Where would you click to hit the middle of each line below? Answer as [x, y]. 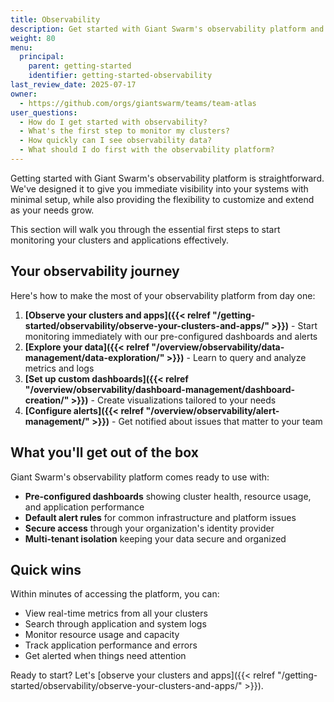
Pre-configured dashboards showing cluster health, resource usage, [168, 496]
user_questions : [44, 112]
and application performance [84, 507]
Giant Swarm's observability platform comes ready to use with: [140, 477]
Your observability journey [95, 271]
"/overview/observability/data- [218, 347]
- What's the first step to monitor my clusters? [124, 131]
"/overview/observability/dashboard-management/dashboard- [160, 389]
